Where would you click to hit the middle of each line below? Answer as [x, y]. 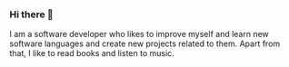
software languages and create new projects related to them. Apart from [145, 43]
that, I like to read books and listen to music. [92, 53]
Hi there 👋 [32, 14]
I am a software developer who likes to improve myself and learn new [140, 34]
